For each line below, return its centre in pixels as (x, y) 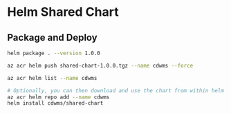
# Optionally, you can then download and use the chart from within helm (116, 90)
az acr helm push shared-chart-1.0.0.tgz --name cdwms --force (100, 65)
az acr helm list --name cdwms (52, 78)
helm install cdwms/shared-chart (55, 103)
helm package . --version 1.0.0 (54, 53)
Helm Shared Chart (63, 12)
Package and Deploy (53, 38)
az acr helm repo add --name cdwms (58, 97)
